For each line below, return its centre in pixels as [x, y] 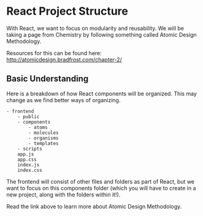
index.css [30, 170]
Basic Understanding [48, 79]
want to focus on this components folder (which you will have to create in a [101, 188]
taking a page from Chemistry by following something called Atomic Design [102, 34]
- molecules [44, 133]
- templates [44, 143]
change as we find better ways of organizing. [63, 100]
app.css [27, 159]
